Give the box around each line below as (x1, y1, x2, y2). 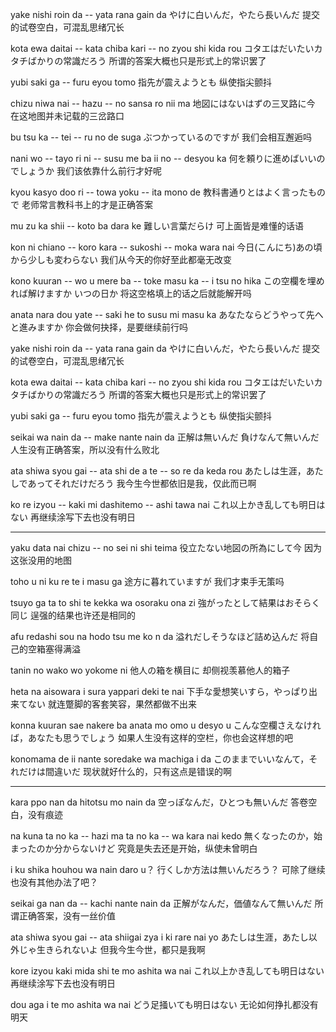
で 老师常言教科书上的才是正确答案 (10, 199, 153, 210)
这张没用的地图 (10, 554, 72, 566)
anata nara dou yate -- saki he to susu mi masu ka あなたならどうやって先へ (10, 309, 324, 320)
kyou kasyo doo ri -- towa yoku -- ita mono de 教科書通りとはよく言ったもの (10, 186, 326, 198)
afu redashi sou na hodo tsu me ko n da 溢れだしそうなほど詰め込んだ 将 (10, 631, 310, 642)
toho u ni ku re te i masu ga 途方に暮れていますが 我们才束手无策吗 (10, 576, 285, 587)
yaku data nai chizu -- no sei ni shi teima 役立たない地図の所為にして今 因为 (10, 542, 322, 553)
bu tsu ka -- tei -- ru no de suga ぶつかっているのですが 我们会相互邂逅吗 (10, 131, 312, 143)
